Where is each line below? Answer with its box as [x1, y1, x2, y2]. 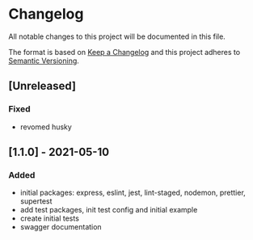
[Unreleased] [8, 79, 77, 93]
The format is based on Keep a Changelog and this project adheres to [8, 47, 241, 57]
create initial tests [19, 213, 79, 223]
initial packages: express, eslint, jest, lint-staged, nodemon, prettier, [19, 187, 247, 198]
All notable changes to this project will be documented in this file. [8, 32, 226, 41]
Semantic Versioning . [8, 56, 79, 65]
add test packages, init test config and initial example [19, 205, 198, 215]
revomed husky [19, 122, 73, 132]
